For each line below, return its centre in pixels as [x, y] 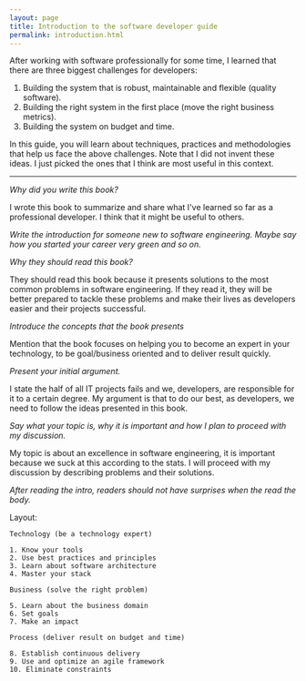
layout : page [34, 18]
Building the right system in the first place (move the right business [148, 107]
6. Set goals [34, 614]
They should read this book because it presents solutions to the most [139, 280]
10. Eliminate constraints [61, 670]
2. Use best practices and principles [83, 558]
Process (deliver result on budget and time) [97, 638]
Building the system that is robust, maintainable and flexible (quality [149, 88]
